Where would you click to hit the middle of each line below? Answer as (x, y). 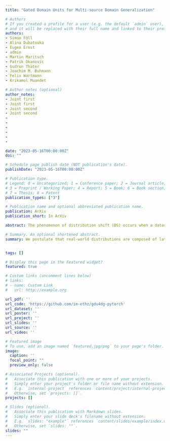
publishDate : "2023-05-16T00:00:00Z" (45, 170)
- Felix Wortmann (24, 76)
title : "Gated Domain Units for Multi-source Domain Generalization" (80, 10)
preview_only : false (31, 365)
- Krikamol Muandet (26, 81)
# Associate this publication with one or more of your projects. (79, 379)
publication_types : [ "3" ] (32, 198)
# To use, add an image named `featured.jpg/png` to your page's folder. (85, 346)
